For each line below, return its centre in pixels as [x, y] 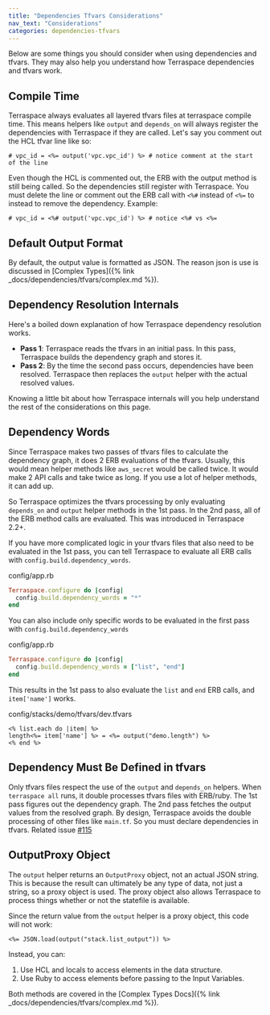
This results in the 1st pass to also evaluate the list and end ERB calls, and [132, 690]
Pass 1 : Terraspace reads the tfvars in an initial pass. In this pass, [128, 348]
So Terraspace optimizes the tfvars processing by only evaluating [117, 501]
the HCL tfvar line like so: [50, 141]
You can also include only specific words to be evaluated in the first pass [129, 620]
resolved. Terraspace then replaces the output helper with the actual [133, 374]
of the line [28, 163]
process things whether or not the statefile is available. [99, 900]
